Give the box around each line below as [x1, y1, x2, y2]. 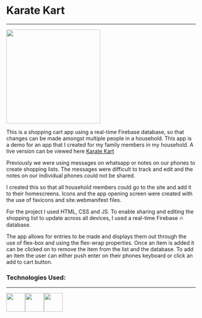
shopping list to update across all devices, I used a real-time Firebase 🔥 [6, 214, 183, 221]
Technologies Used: [6, 273, 66, 281]
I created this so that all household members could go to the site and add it [6, 183, 192, 191]
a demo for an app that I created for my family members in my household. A [6, 141, 194, 148]
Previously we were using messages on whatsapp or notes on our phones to [6, 159, 195, 166]
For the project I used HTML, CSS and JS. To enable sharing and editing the [6, 208, 194, 215]
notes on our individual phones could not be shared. [6, 172, 135, 179]
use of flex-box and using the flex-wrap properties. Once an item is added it [6, 239, 194, 246]
